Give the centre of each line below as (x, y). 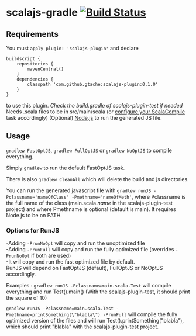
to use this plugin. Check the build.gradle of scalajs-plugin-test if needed (94, 105)
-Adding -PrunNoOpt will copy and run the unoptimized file (75, 243)
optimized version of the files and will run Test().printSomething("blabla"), (95, 321)
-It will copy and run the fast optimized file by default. (71, 262)
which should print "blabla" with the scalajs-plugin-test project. (82, 327)
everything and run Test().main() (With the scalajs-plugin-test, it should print (98, 292)
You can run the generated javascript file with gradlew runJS (79, 190)
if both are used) (51, 256)
